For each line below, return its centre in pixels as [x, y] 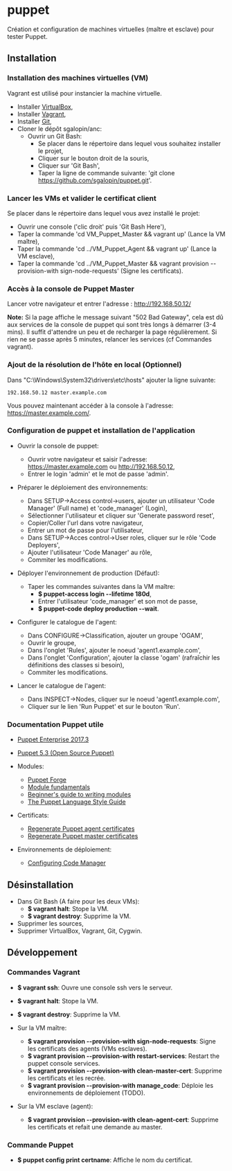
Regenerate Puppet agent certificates [81, 829]
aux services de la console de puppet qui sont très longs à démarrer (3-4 [112, 325]
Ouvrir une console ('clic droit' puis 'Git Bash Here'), [91, 227]
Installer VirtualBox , [45, 107]
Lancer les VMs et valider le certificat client [82, 198]
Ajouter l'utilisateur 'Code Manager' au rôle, [90, 552]
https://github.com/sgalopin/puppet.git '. [95, 180]
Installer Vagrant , [42, 114]
